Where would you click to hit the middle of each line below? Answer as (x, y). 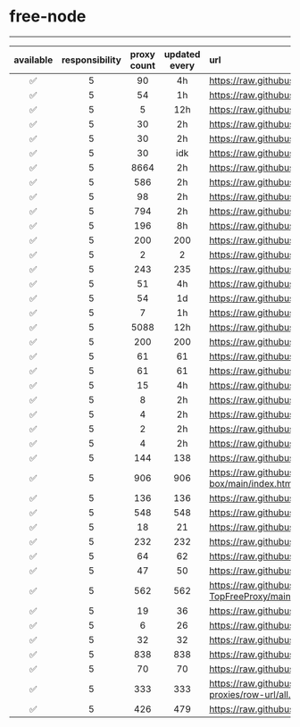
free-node (48, 17)
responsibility (92, 60)
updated (182, 54)
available (33, 60)
